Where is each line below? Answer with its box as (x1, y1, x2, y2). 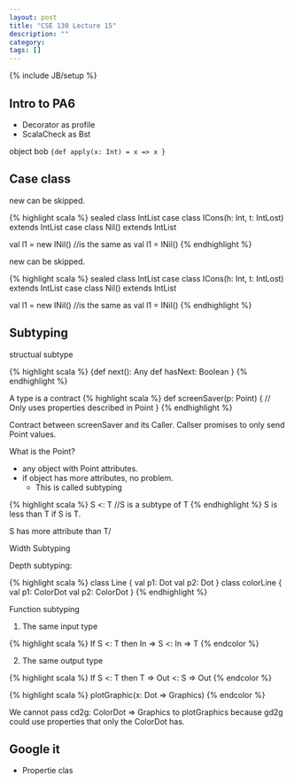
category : (9, 37, 46, 47)
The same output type (21, 655, 104, 665)
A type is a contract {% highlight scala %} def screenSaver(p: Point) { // (9, 392, 271, 403)
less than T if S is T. (9, 508, 81, 519)
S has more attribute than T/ (9, 525, 112, 536)
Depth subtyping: (9, 560, 73, 571)
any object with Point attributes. (21, 462, 139, 474)
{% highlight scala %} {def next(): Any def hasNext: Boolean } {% (9, 366, 248, 376)
